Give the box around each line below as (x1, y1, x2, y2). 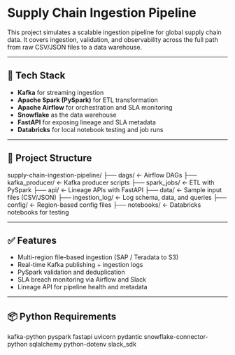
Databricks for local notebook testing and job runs (17, 125, 164, 133)
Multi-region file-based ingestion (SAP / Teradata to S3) (17, 253, 179, 261)
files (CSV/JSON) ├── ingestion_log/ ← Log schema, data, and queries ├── (7, 193, 227, 201)
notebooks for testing (7, 208, 69, 216)
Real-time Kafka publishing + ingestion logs (17, 261, 143, 269)
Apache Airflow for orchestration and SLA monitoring (17, 103, 173, 111)
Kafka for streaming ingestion (17, 88, 104, 96)
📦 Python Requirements (7, 310, 117, 322)
